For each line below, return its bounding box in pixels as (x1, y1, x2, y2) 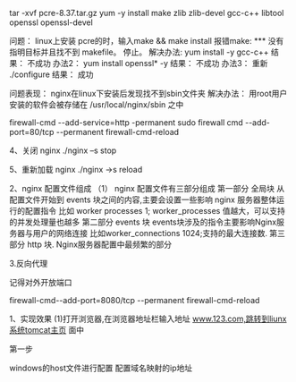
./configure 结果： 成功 (9, 69, 94, 80)
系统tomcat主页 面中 (9, 325, 85, 335)
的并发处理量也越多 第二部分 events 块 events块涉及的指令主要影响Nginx (9, 216, 277, 227)
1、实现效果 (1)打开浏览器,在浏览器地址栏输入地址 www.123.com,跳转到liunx (9, 313, 287, 324)
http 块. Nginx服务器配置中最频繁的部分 (26, 239, 173, 250)
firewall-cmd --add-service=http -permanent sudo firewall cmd (9, 117, 243, 128)
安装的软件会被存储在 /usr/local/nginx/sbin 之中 (9, 99, 184, 110)
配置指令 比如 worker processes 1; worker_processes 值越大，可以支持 (24, 206, 286, 216)
